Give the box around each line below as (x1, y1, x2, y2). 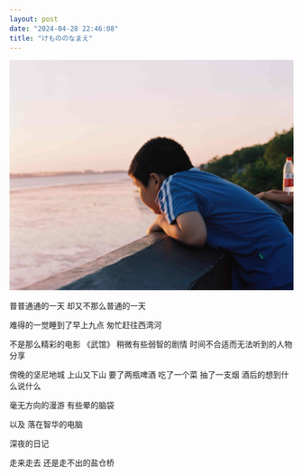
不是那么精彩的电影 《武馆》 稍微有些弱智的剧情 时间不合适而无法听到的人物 (9, 339, 293, 350)
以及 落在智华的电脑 (9, 419, 83, 430)
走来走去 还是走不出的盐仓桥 (9, 457, 115, 469)
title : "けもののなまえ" (9, 33, 93, 42)
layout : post (9, 14, 59, 23)
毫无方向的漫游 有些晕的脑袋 (9, 400, 115, 411)
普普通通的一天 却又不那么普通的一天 (9, 301, 146, 312)
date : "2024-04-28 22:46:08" (9, 23, 119, 33)
